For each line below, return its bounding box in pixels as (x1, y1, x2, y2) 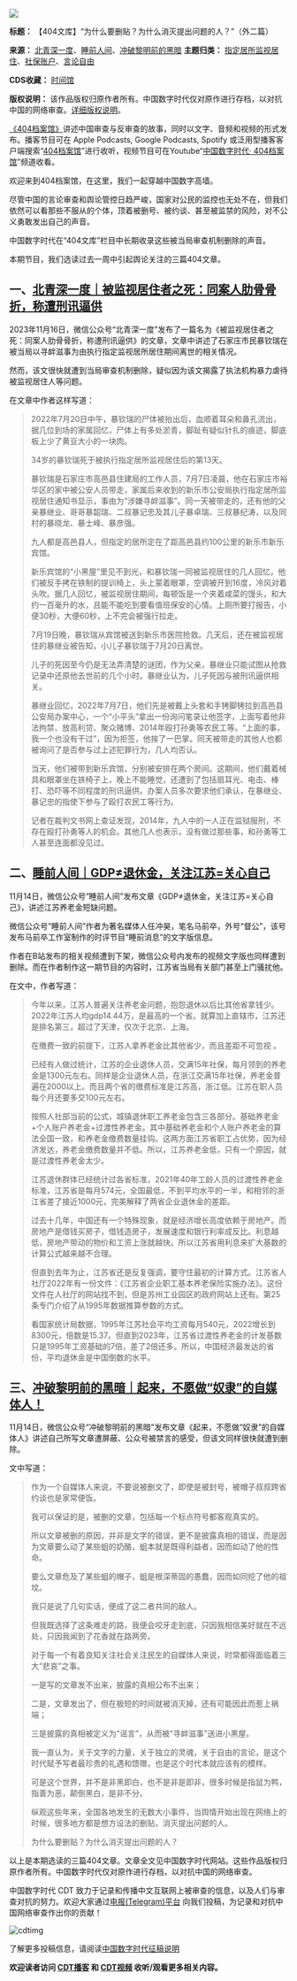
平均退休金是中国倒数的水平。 (46, 1352, 156, 1363)
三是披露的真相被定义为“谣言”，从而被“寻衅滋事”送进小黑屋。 (30, 1728, 255, 1739)
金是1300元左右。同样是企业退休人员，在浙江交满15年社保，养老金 (30, 1070, 274, 1080)
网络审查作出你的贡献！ (16, 1908, 103, 1918)
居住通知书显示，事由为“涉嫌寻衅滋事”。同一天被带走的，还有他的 (38, 495, 278, 506)
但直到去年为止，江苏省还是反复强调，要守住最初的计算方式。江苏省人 (30, 1266, 287, 1278)
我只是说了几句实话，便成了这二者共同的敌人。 (30, 1601, 202, 1612)
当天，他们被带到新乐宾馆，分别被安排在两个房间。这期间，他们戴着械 (30, 763, 287, 773)
